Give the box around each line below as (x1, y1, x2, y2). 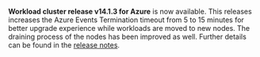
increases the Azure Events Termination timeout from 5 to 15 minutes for (8, 15, 244, 25)
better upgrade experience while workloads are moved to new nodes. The (8, 24, 250, 32)
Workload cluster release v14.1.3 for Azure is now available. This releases (8, 7, 252, 16)
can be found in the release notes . (8, 40, 120, 50)
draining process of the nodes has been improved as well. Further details (8, 32, 247, 41)
